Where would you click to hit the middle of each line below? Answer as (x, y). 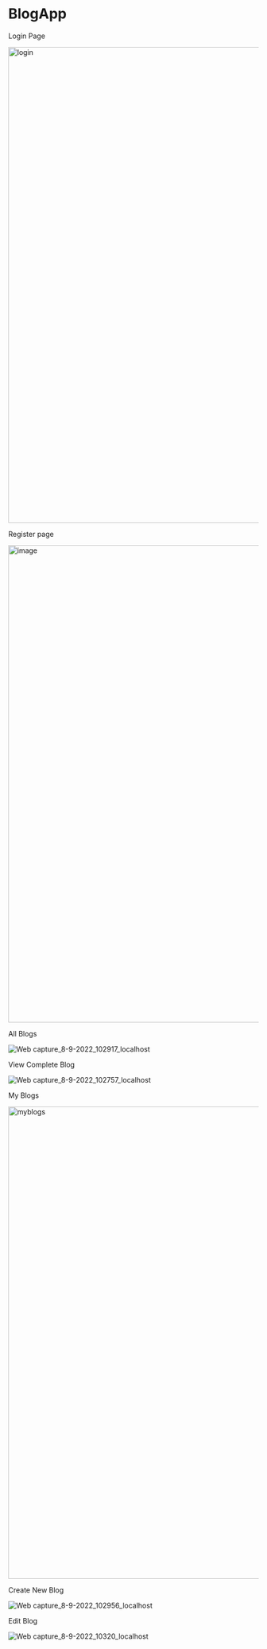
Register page (31, 534)
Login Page (27, 36)
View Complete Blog (42, 1064)
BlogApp (38, 14)
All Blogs (23, 1033)
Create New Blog (36, 1590)
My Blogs (24, 1095)
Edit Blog (23, 1620)
